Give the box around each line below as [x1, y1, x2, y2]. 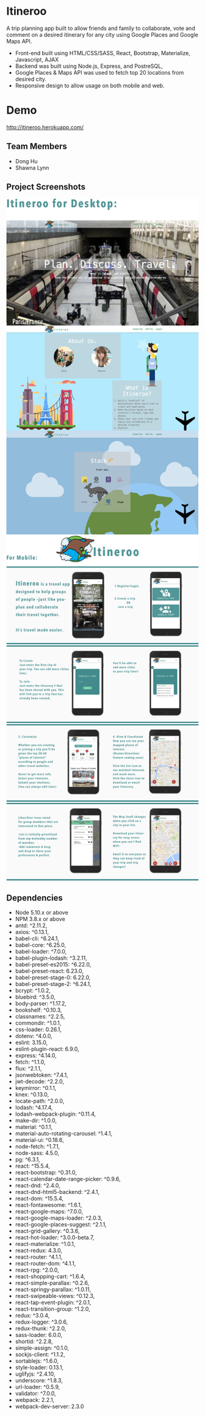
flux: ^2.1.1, [15, 1065, 42, 1072]
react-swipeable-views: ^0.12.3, [15, 1292, 95, 1300]
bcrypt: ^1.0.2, [15, 987, 51, 995]
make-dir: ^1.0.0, [15, 1117, 57, 1124]
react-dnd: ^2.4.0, [15, 1182, 61, 1189]
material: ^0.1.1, [15, 1124, 53, 1131]
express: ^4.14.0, [15, 1052, 57, 1059]
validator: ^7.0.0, [15, 1390, 56, 1397]
